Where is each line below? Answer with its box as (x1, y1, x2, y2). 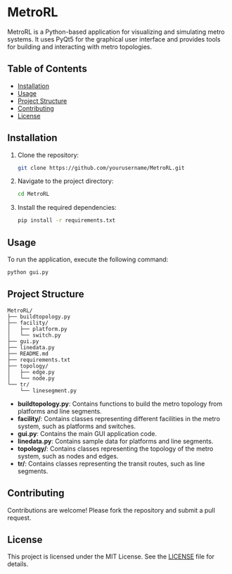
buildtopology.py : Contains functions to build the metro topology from (17, 399, 223, 408)
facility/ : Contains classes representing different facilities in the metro (17, 414, 220, 423)
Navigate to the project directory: (17, 177, 114, 185)
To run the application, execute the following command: (7, 255, 169, 263)
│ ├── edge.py (7, 368, 55, 375)
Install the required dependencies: (17, 204, 117, 212)
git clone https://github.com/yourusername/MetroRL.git (17, 164, 185, 171)
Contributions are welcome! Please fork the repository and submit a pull (7, 506, 216, 514)
